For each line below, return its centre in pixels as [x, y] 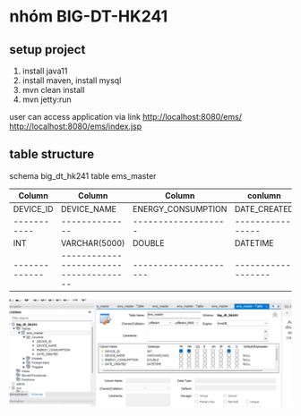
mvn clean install [53, 90]
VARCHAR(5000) [93, 243]
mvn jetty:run [47, 99]
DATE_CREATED [264, 208]
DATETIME [254, 243]
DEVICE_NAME [89, 208]
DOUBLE [149, 243]
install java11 [45, 71]
